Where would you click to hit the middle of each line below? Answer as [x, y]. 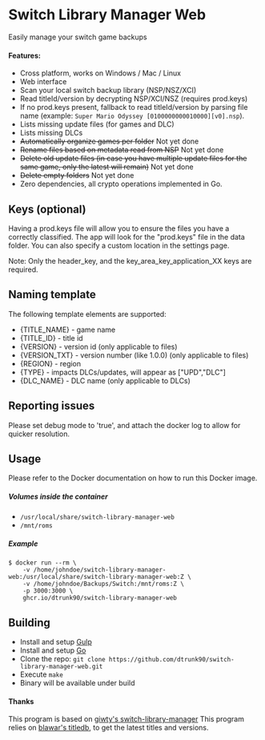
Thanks [21, 701]
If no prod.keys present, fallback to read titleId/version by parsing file [134, 107]
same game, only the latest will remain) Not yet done [106, 167]
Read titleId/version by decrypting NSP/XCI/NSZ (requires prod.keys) [134, 99]
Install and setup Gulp [56, 642]
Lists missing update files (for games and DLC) [97, 124]
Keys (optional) [47, 209]
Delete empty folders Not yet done [77, 176]
